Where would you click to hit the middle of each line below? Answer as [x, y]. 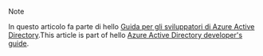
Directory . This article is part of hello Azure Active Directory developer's [126, 35]
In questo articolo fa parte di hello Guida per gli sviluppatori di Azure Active [131, 26]
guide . [19, 43]
